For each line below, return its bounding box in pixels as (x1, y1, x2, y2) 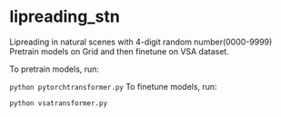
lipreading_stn (9, 6, 120, 27)
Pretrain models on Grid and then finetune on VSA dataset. (9, 45, 229, 56)
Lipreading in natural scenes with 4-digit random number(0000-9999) (9, 36, 273, 47)
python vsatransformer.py (9, 98, 107, 108)
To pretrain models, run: (9, 63, 100, 74)
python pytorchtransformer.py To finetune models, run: (9, 81, 217, 92)
